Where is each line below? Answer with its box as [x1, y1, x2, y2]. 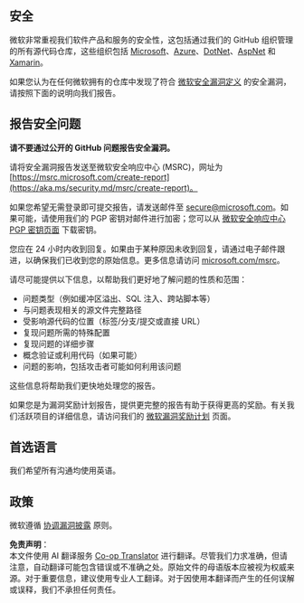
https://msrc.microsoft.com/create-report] [12, 171, 170, 183]
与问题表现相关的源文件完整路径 [22, 304, 142, 315]
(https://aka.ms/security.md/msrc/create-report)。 [9, 182, 198, 193]
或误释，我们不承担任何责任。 [9, 584, 120, 595]
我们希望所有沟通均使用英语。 [9, 465, 120, 476]
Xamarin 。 [9, 57, 48, 68]
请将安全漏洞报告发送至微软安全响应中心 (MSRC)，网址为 [9, 161, 223, 172]
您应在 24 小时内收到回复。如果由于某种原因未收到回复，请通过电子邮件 [9, 243, 278, 254]
